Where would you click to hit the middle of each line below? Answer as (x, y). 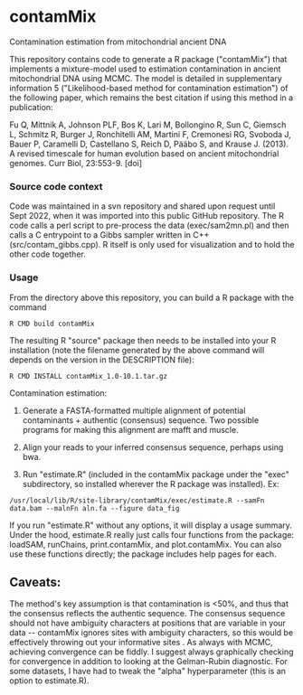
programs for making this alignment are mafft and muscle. (130, 429)
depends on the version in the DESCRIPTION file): (102, 360)
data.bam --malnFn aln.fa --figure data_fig (95, 508)
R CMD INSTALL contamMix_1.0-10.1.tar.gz (89, 376)
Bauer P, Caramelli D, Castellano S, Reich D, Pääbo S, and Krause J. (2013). (149, 144)
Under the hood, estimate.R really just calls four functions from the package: (151, 534)
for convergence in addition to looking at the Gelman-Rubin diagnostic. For (148, 662)
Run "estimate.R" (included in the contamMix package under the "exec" (156, 474)
